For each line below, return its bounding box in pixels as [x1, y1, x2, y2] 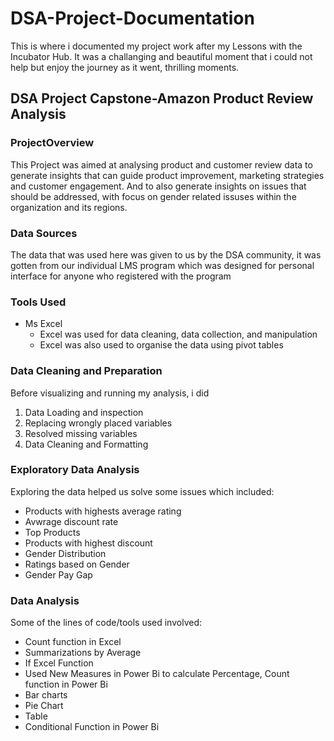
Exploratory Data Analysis [10, 463, 140, 477]
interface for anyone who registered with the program [10, 270, 232, 282]
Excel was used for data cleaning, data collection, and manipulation [39, 328, 318, 341]
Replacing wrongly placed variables [24, 417, 173, 429]
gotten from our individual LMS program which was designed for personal [10, 259, 315, 271]
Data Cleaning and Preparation [10, 364, 163, 378]
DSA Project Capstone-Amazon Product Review [10, 90, 314, 107]
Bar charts [24, 689, 68, 701]
